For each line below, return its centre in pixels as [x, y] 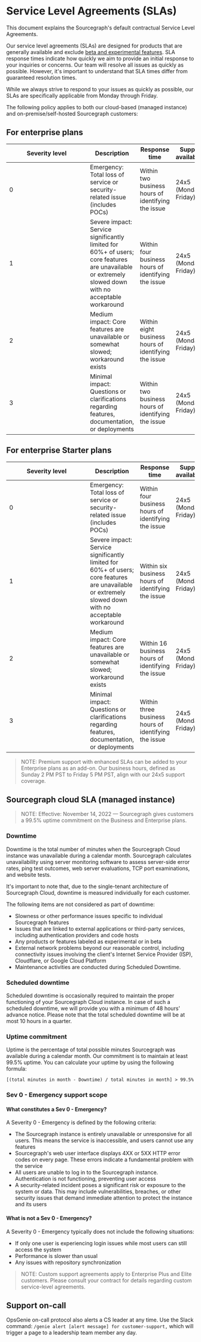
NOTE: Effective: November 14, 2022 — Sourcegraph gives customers [107, 814]
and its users [31, 1204]
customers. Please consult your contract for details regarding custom [106, 1280]
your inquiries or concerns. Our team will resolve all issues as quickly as [95, 65]
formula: [16, 1069]
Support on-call [36, 1305]
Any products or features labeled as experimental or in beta [88, 942]
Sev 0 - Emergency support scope [57, 1095]
